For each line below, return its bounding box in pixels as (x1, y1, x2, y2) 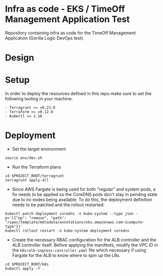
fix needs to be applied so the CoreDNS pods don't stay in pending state (12, 192, 158, 197)
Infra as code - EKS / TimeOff (5, 3, 125, 15)
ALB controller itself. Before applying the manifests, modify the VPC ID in (12, 242, 158, 248)
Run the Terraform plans (12, 164, 61, 170)
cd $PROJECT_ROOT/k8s (5, 262, 49, 267)
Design (5, 52, 35, 63)
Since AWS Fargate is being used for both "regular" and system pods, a (12, 186, 156, 192)
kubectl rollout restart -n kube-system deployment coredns (5, 228, 130, 233)
